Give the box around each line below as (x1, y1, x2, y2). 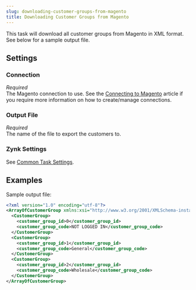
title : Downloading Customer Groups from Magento (6, 14, 129, 20)
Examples (6, 175, 43, 185)
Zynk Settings (6, 145, 47, 153)
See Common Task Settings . (6, 158, 74, 165)
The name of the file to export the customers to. (6, 130, 121, 137)
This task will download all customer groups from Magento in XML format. (6, 30, 184, 37)
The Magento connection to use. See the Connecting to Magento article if (6, 90, 183, 97)
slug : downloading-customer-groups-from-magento (6, 8, 127, 15)
